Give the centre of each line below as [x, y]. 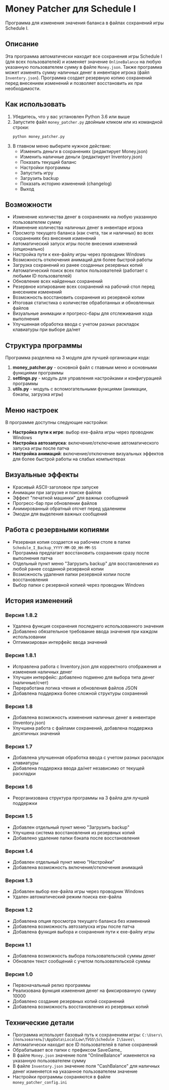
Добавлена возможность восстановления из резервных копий [80, 1007]
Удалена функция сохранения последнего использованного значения [88, 626]
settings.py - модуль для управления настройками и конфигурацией [87, 378]
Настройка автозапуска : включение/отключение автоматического [86, 443]
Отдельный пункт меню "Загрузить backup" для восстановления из [86, 563]
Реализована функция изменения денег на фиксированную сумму [84, 990]
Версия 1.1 [18, 944]
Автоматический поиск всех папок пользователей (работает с [80, 270]
